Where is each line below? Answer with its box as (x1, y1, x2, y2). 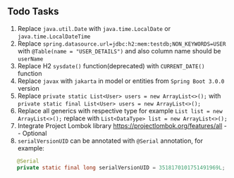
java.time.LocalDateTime (17, 33, 91, 40)
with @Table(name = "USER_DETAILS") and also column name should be (17, 46, 221, 55)
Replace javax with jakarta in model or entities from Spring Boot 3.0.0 (17, 77, 225, 85)
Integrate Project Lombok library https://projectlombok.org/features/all (17, 121, 223, 129)
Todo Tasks (7, 6, 59, 18)
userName (17, 56, 44, 63)
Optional (22, 129, 47, 137)
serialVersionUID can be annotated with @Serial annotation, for (17, 136, 203, 145)
